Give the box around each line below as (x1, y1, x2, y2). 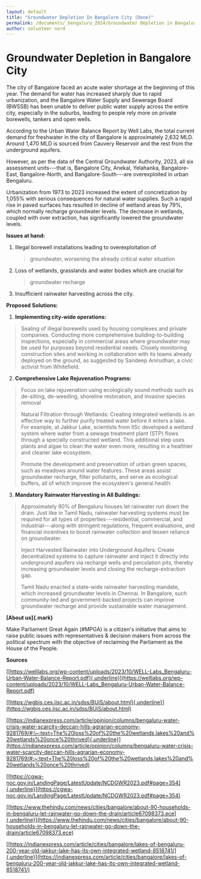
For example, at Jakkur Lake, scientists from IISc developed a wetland (20, 424, 193, 431)
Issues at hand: (6, 232, 45, 240)
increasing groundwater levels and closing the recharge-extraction (20, 566, 185, 573)
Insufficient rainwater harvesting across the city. (14, 290, 135, 297)
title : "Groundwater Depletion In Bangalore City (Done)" (6, 14, 154, 20)
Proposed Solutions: (6, 302, 58, 309)
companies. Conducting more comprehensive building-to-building (20, 331, 184, 339)
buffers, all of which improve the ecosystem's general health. (20, 480, 172, 487)
